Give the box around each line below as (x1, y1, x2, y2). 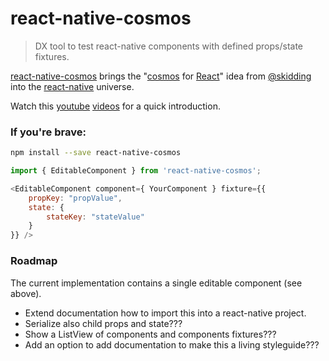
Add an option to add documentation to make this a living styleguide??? (24, 338, 320, 351)
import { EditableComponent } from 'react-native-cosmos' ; (10, 166, 262, 176)
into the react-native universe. (10, 80, 135, 92)
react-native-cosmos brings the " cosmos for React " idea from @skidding (10, 70, 312, 82)
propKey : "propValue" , (28, 193, 123, 203)
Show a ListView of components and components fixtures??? (24, 328, 277, 340)
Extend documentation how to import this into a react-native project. (24, 307, 307, 319)
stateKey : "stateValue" (46, 212, 145, 222)
